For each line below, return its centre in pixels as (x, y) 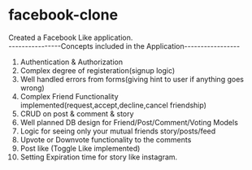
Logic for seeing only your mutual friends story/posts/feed (118, 131)
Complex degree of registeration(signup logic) (98, 70)
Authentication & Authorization (72, 62)
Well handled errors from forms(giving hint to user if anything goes (132, 79)
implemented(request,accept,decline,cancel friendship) (113, 105)
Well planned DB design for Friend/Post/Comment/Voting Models (129, 122)
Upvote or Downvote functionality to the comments (106, 139)
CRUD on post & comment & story (77, 113)
